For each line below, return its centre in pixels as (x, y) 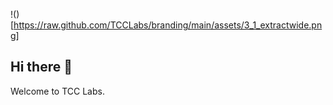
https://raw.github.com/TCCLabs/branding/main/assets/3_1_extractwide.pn (168, 25)
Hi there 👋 (41, 67)
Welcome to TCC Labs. (57, 91)
